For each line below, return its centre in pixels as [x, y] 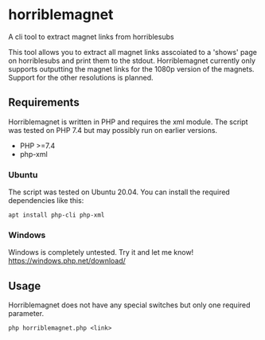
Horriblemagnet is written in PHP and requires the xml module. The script [128, 122]
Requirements [44, 102]
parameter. [26, 314]
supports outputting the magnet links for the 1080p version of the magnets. [131, 68]
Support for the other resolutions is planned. [81, 77]
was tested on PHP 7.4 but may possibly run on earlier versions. [113, 130]
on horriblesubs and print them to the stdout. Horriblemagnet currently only [132, 61]
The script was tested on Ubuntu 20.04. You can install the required [119, 192]
